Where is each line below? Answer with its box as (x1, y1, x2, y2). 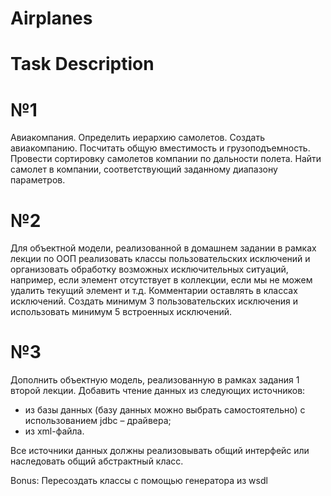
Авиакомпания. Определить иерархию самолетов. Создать (10, 132, 265, 144)
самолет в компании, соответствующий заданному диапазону (10, 163, 278, 176)
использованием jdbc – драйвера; (24, 415, 172, 427)
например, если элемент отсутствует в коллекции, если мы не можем (10, 274, 313, 286)
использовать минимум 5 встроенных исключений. (10, 306, 233, 318)
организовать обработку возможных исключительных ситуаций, (10, 263, 289, 276)
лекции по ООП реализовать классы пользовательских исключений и (10, 253, 311, 265)
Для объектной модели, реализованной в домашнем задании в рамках (10, 242, 317, 254)
